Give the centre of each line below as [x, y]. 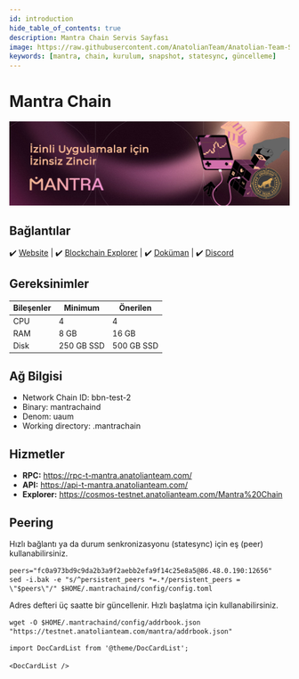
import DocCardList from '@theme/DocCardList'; [99, 648]
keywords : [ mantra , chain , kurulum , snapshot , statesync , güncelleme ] [143, 57]
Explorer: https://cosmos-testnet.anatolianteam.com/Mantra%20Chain [152, 495]
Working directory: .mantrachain [81, 426]
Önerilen [135, 308]
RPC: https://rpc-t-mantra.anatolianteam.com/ [107, 476]
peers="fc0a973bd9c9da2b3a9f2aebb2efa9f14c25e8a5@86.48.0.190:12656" [141, 570]
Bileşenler [32, 308]
